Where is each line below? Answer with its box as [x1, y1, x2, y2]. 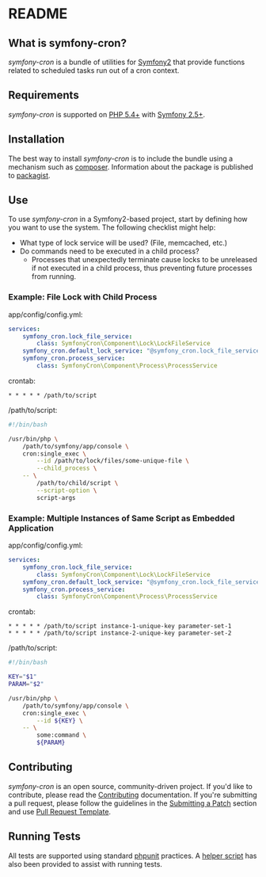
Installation [8, 132, 65, 147]
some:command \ [36, 731, 87, 739]
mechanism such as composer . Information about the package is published [8, 162, 253, 171]
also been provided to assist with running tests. [8, 859, 162, 868]
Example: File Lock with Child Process [8, 292, 158, 303]
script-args [36, 494, 77, 501]
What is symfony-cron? [8, 36, 127, 50]
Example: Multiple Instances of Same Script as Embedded [8, 513, 235, 524]
